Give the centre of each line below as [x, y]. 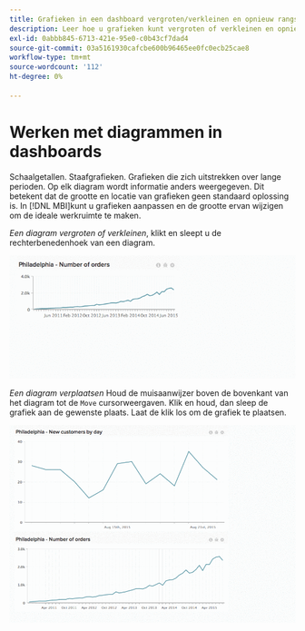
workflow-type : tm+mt [50, 58]
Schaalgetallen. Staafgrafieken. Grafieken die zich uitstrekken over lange [145, 176]
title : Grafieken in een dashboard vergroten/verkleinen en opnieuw [142, 19]
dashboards [56, 151]
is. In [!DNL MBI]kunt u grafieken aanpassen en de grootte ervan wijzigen [147, 205]
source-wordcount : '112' [56, 67]
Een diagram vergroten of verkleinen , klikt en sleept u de [116, 232]
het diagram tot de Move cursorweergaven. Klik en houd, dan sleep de [139, 402]
